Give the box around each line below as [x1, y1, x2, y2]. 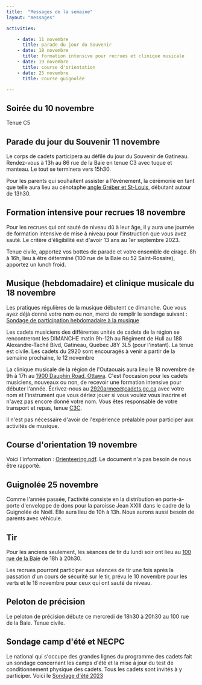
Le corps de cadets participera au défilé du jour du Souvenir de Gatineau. [6, 153, 189, 160]
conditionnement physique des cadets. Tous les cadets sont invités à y [6, 665, 182, 673]
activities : [6, 25, 36, 31]
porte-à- [162, 495, 185, 503]
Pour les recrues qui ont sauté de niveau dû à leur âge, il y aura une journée [6, 223, 195, 231]
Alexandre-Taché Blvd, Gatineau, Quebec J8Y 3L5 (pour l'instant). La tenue [6, 341, 194, 348]
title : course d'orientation [22, 64, 96, 70]
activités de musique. [6, 422, 60, 429]
